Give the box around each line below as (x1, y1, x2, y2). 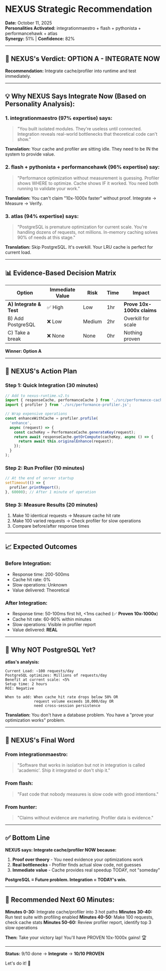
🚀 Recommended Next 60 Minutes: (5, 896, 115, 904)
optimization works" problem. (5, 717, 65, 723)
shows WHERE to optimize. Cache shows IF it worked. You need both (17, 180, 159, 186)
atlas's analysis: (5, 659, 40, 665)
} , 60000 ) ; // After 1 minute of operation (5, 489, 96, 494)
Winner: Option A (5, 348, 42, 354)
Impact (132, 289, 150, 296)
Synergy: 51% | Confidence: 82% (5, 36, 75, 42)
